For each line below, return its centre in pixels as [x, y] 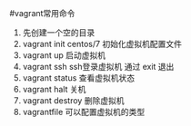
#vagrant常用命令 [42, 13]
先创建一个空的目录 [59, 33]
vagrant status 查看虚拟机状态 [79, 78]
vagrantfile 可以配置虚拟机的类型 [84, 112]
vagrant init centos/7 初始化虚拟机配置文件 [102, 44]
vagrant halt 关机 [54, 89]
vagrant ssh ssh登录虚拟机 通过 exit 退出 [98, 67]
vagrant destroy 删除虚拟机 [73, 101]
